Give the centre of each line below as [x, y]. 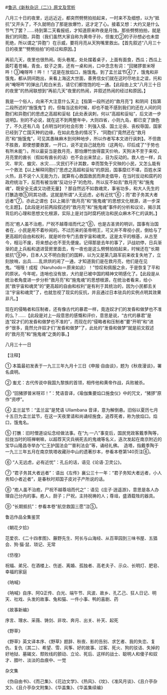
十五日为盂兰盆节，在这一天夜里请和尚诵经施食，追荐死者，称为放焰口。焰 [81, 416]
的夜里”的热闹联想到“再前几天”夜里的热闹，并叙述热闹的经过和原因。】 [77, 91]
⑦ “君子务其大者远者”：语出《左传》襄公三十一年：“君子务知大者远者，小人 [83, 473]
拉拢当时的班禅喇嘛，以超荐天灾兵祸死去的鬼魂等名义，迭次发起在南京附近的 [83, 439]
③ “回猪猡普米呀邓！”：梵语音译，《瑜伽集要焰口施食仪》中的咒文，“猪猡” [81, 393]
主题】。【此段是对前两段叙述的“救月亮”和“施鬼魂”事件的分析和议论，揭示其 [85, 207]
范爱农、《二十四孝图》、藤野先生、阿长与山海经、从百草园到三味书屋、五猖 [81, 538]
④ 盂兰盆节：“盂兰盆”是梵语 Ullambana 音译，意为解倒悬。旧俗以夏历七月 [82, 410]
